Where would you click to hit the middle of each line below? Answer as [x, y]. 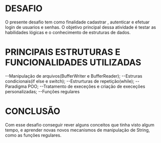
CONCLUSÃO [33, 112]
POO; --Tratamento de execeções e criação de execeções [86, 86]
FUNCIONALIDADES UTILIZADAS [73, 63]
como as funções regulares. [33, 135]
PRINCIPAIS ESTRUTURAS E [63, 52]
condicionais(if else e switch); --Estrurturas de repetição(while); [70, 81]
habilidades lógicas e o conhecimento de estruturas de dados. [68, 32]
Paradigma [16, 86]
